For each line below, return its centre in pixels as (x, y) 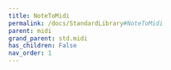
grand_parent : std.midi (48, 38)
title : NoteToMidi (39, 16)
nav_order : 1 (30, 53)
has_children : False (43, 46)
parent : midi (30, 31)
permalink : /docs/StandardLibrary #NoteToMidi (85, 23)
